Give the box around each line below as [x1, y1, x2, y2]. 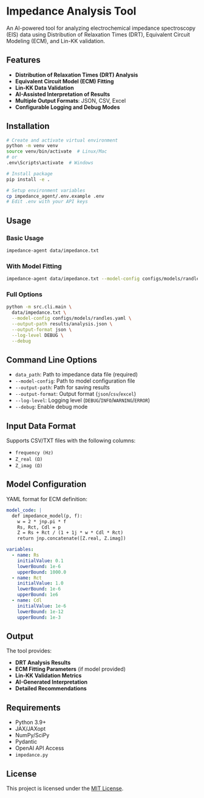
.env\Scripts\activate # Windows [6, 160, 94, 166]
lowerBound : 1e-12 [17, 608, 64, 615]
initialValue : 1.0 [17, 580, 64, 586]
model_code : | [6, 507, 42, 513]
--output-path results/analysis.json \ [12, 321, 113, 327]
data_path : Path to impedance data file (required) [15, 371, 138, 378]
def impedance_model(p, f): [12, 513, 83, 519]
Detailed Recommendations [15, 685, 87, 692]
